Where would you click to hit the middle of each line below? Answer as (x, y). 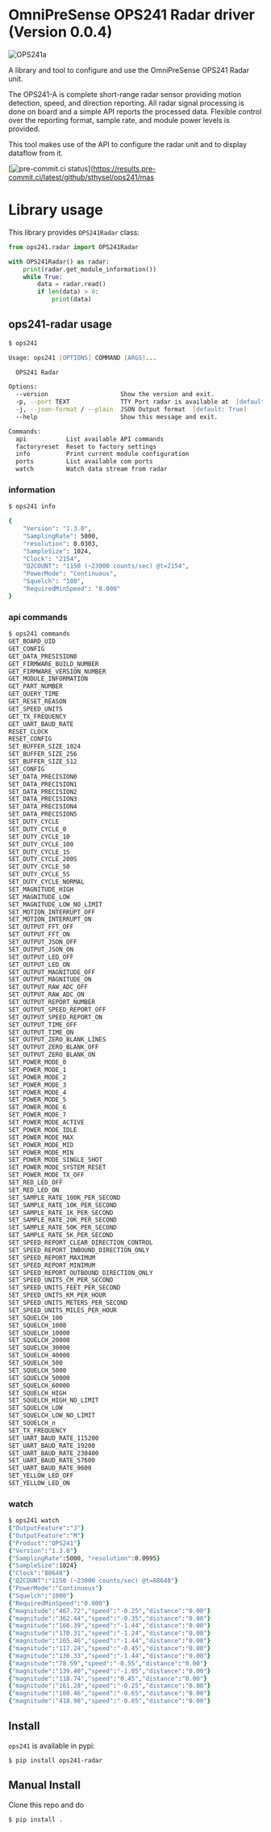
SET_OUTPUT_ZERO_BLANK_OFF (54, 1047)
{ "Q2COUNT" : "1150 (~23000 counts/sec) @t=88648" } (94, 1581)
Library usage (56, 210)
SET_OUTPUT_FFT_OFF (41, 927)
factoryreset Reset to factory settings (86, 446)
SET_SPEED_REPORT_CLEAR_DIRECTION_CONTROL (81, 1243)
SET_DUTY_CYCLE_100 (41, 844)
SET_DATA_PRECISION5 (43, 814)
